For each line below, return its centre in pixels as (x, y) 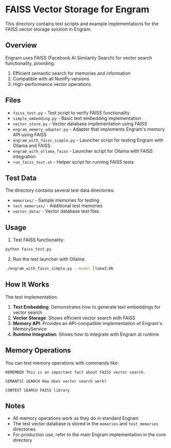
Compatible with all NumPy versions (51, 79)
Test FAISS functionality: (39, 240)
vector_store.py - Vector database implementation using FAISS (80, 123)
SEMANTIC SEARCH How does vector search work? (56, 381)
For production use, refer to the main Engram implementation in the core (89, 435)
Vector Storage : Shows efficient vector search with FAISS (74, 318)
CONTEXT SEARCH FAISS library (38, 390)
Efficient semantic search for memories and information (72, 73)
